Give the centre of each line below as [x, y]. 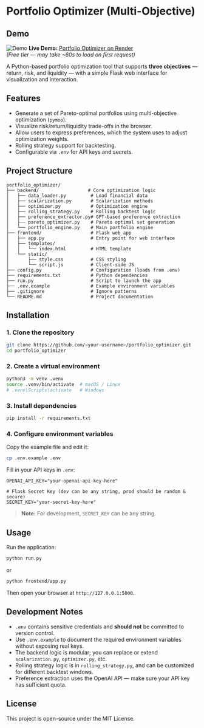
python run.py [24, 558]
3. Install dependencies [42, 405]
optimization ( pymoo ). [41, 119]
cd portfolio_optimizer [36, 351]
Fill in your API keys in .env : [41, 470]
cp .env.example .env [34, 458]
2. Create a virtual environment [53, 366]
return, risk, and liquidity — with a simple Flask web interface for [87, 73]
